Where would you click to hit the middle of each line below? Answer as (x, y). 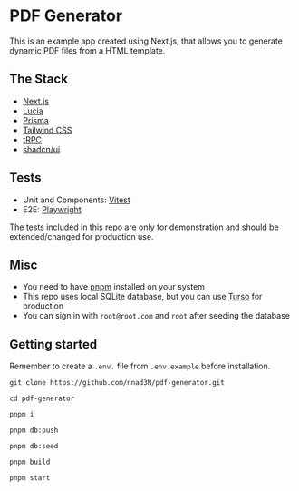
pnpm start (30, 478)
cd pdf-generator (42, 399)
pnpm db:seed (34, 447)
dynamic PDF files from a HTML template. (87, 50)
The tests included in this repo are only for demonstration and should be (144, 227)
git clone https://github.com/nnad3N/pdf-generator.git (117, 383)
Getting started (53, 344)
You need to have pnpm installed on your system (114, 287)
